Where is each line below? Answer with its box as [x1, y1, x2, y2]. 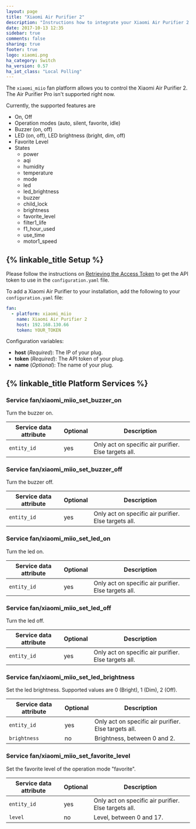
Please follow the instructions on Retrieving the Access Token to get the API [6, 270, 188, 278]
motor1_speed [23, 238, 57, 245]
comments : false [6, 36, 45, 42]
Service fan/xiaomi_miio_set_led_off [6, 604, 112, 612]
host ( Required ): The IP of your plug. [14, 349, 103, 356]
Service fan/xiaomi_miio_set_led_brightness [6, 673, 135, 681]
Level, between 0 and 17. [93, 813, 163, 821]
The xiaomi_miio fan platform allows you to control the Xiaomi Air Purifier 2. [6, 84, 188, 91]
